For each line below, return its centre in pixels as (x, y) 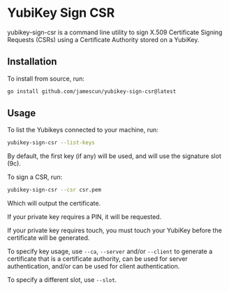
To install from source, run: (46, 78)
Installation (32, 62)
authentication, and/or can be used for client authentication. (94, 267)
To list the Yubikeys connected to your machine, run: (83, 130)
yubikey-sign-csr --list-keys (51, 143)
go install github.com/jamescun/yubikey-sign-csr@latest (92, 91)
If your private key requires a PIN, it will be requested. (84, 217)
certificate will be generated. (49, 238)
